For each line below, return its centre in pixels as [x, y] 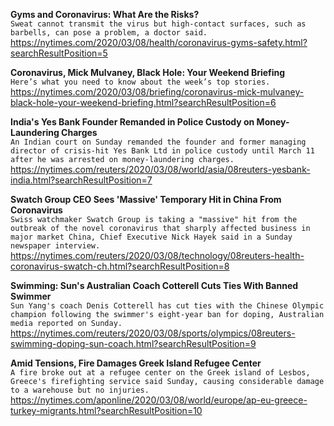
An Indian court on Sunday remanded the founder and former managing [158, 142]
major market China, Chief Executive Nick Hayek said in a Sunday [151, 237]
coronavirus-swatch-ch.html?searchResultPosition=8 [120, 266]
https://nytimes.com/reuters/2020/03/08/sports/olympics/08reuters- [153, 333]
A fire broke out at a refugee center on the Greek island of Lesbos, [160, 373]
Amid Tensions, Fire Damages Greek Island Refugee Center [136, 363]
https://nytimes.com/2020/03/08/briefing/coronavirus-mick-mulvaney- [157, 92]
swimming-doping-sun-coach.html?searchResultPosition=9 [133, 343]
